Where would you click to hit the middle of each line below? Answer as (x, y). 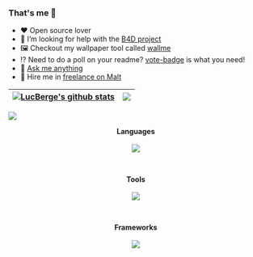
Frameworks (136, 228)
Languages (136, 132)
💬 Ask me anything (51, 69)
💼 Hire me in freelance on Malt (71, 77)
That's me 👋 (32, 13)
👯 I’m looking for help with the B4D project (91, 39)
